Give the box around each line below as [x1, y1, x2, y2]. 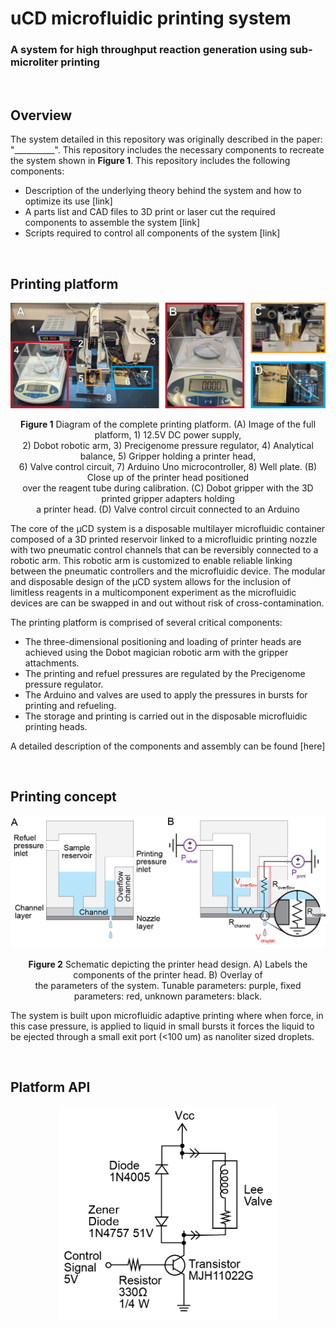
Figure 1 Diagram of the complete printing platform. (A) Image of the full [19, 418, 317, 430]
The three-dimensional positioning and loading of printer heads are [24, 635, 302, 647]
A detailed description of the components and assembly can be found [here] [10, 740, 326, 752]
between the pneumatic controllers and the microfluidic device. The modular [10, 565, 326, 577]
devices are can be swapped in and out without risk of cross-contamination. [10, 597, 325, 609]
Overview [10, 107, 73, 124]
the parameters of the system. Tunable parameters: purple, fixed [34, 979, 302, 991]
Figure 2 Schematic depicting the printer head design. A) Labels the [28, 958, 308, 970]
